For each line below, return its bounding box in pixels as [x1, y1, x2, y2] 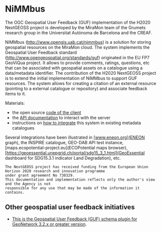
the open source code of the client [12, 109, 81, 115]
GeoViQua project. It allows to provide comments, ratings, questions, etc [5, 60, 150, 66]
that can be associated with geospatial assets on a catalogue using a [5, 65, 143, 71]
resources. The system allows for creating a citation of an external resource [5, 80, 157, 86]
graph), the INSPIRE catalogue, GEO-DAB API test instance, [5, 139, 124, 145]
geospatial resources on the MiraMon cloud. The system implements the [5, 44, 150, 50]
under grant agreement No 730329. [5, 173, 75, 178]
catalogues [12, 125, 35, 131]
